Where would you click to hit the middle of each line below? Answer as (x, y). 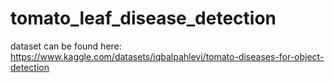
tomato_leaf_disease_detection (143, 18)
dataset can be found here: (66, 46)
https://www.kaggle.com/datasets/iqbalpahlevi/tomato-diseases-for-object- (167, 56)
